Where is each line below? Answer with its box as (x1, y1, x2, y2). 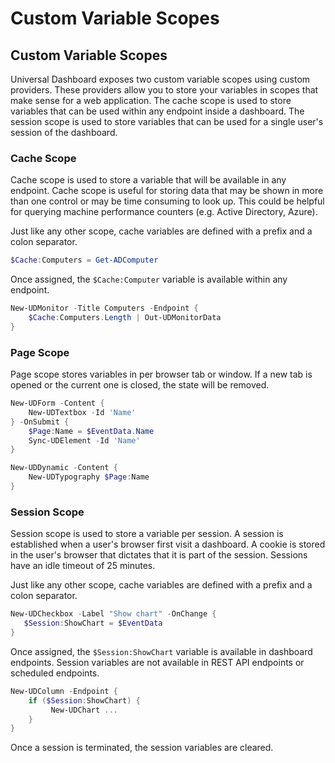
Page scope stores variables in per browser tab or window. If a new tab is (10, 368, 313, 381)
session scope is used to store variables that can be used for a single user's (10, 116, 324, 127)
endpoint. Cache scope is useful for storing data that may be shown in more (10, 185, 324, 197)
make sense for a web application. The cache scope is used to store (10, 95, 292, 106)
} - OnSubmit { (10, 417, 70, 427)
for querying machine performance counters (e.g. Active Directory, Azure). (10, 206, 318, 218)
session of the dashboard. (10, 127, 118, 138)
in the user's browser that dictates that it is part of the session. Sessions (10, 549, 308, 561)
